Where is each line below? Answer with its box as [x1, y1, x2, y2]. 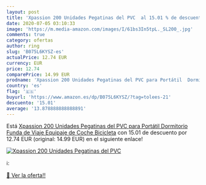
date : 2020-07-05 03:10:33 [6, 20, 75, 26]
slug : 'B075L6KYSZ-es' [6, 49, 64, 55]
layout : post [6, 9, 40, 15]
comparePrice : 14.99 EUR [6, 71, 70, 78]
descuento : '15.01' [6, 100, 56, 106]
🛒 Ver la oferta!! [6, 172, 46, 179]
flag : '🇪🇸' [6, 89, 37, 95]
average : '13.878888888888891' [6, 105, 86, 112]
